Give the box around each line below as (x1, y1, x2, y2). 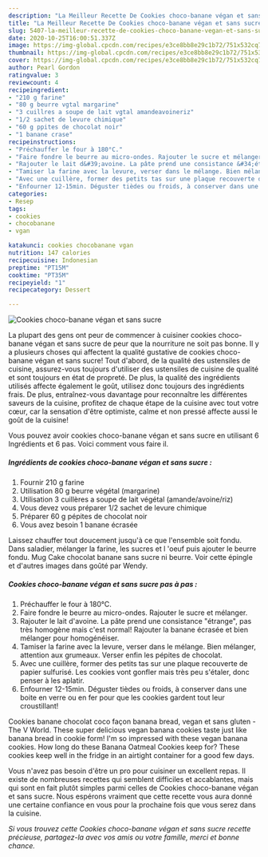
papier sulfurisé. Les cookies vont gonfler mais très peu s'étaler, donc (19, 668, 250, 677)
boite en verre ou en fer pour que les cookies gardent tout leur (19, 692, 225, 703)
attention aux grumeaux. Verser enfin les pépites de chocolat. (19, 650, 223, 660)
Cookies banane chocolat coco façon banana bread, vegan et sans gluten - (8, 716, 257, 727)
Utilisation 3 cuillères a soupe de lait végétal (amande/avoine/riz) (19, 494, 234, 504)
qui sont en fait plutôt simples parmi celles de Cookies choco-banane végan (8, 784, 259, 793)
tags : (8, 204, 26, 212)
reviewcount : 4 (8, 78, 59, 86)
